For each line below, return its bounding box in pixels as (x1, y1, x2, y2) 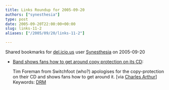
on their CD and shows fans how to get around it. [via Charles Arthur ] (12, 74, 157, 79)
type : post (5, 17, 28, 22)
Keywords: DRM (12, 79, 47, 85)
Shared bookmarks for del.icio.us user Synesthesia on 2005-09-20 (5, 49, 145, 55)
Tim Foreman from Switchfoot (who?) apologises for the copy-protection (12, 68, 164, 74)
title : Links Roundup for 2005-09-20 (5, 7, 85, 13)
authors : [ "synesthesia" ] (5, 12, 60, 17)
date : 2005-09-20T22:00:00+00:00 (5, 21, 76, 27)
